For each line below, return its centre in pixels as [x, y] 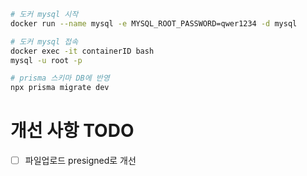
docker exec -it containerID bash [82, 51]
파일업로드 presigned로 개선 [80, 161]
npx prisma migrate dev [60, 88]
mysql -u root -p [46, 60]
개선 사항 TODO [72, 131]
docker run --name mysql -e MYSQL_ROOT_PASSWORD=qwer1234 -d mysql [154, 23]
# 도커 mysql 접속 [44, 41]
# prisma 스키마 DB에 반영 [60, 78]
